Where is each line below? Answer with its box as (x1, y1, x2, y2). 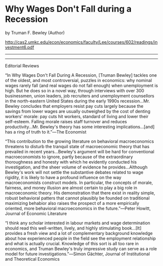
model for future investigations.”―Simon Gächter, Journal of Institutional (5, 251, 150, 257)
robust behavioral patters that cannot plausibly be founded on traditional (5, 195, 150, 201)
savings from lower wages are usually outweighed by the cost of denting (5, 108, 150, 114)
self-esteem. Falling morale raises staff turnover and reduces (5, 118, 127, 124)
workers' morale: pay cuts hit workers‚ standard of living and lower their (5, 113, 149, 119)
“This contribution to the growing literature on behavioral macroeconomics (5, 138, 154, 144)
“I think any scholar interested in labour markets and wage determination (5, 220, 150, 226)
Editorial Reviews (5, 63, 39, 68)
